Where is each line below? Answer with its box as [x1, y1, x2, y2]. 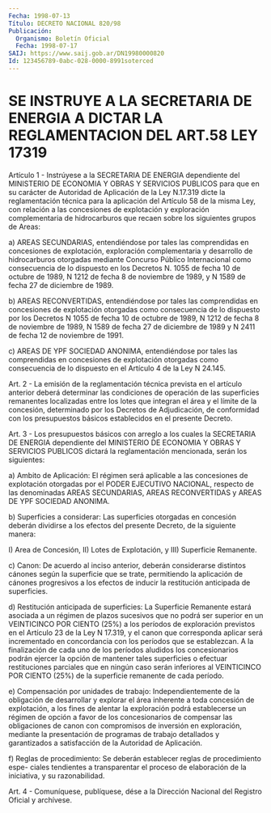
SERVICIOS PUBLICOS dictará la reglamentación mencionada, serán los [8, 446, 248, 455]
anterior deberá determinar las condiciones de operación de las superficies [8, 387, 260, 397]
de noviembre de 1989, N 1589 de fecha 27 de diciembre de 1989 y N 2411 [8, 321, 256, 332]
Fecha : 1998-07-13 [8, 11, 70, 20]
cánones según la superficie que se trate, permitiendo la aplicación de [8, 569, 243, 578]
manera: [8, 529, 36, 539]
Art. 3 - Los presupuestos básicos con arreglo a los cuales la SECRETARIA [8, 429, 256, 438]
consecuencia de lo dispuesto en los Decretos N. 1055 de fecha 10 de [8, 263, 241, 273]
